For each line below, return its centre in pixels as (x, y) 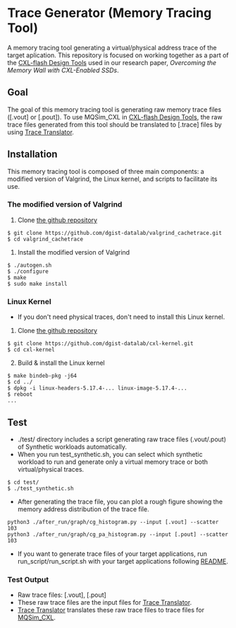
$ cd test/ (23, 482)
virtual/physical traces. (51, 469)
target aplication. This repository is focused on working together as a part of (118, 55)
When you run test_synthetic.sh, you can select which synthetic (110, 454)
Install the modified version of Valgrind (74, 252)
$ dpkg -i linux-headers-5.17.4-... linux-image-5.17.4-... (98, 388)
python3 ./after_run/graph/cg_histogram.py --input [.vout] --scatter (113, 522)
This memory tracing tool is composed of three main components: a (106, 171)
